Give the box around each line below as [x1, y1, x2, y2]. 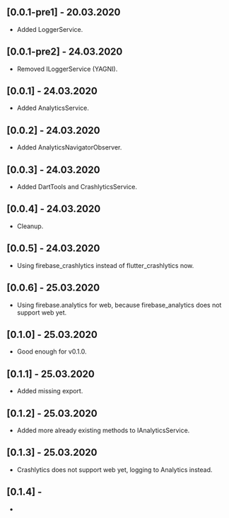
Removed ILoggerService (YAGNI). [16, 64, 118, 73]
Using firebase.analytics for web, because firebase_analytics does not [16, 300, 222, 309]
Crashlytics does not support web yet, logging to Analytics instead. [16, 465, 213, 474]
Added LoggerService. [16, 25, 83, 33]
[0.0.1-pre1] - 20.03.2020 [6, 6, 121, 18]
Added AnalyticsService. [16, 103, 90, 113]
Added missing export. [16, 387, 83, 395]
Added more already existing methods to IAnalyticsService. [16, 426, 190, 434]
